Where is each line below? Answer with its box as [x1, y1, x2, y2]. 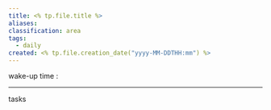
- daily [15, 42, 42, 50]
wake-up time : [8, 71, 59, 80]
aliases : [8, 19, 38, 27]
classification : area [8, 26, 81, 35]
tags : [8, 34, 27, 43]
